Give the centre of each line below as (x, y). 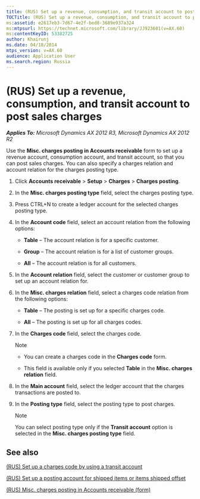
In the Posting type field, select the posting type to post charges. (95, 404)
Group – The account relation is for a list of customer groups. (99, 252)
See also (22, 452)
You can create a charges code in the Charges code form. (95, 357)
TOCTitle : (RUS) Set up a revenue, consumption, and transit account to (98, 17)
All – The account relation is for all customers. (80, 264)
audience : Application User (41, 56)
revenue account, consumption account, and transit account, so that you (95, 157)
